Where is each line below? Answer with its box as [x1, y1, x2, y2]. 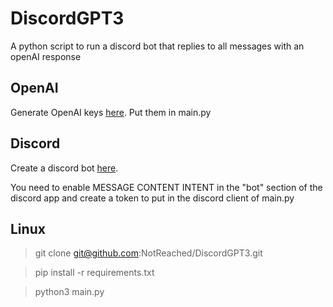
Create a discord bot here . [10, 162, 119, 174]
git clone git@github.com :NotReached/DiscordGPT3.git [34, 247, 263, 259]
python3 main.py [34, 286, 105, 298]
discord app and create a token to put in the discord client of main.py [10, 192, 295, 204]
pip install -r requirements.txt [34, 267, 155, 279]
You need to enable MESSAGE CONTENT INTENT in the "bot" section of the [10, 181, 323, 193]
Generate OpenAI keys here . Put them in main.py [10, 106, 212, 118]
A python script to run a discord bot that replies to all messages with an [10, 40, 305, 52]
